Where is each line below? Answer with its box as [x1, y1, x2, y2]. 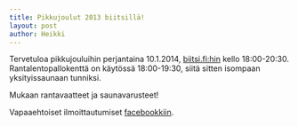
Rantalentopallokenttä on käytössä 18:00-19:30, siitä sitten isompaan [9, 63, 261, 74]
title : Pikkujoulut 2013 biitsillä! [9, 12, 145, 22]
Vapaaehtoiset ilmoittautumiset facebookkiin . [9, 107, 174, 118]
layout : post [9, 21, 58, 30]
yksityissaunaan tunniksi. [9, 73, 101, 83]
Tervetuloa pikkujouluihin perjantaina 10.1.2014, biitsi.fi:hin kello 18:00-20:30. [9, 54, 289, 65]
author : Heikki [9, 29, 66, 38]
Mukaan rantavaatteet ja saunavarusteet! [9, 90, 159, 100]
